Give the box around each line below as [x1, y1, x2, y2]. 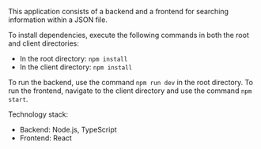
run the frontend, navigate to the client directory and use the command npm [8, 86, 252, 95]
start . [8, 95, 28, 103]
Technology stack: [8, 110, 69, 119]
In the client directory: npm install [19, 62, 133, 72]
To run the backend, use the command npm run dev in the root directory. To [8, 78, 253, 87]
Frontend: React [19, 133, 73, 143]
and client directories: [8, 39, 79, 48]
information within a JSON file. [8, 15, 108, 24]
